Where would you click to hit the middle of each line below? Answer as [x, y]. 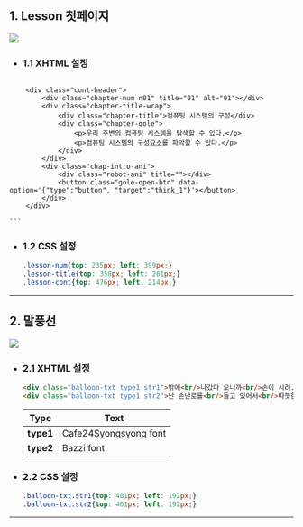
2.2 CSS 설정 [50, 476]
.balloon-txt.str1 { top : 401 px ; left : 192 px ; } [109, 496]
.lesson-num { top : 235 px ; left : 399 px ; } [97, 266]
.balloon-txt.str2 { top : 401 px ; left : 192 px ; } [109, 504]
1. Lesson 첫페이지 [60, 16]
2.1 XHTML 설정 [56, 368]
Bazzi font [83, 447]
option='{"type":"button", [60, 191]
